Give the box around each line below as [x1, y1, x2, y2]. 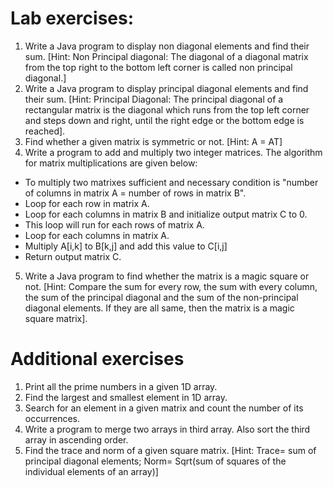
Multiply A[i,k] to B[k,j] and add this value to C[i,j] [24, 240, 228, 252]
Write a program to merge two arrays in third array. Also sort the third [24, 423, 311, 435]
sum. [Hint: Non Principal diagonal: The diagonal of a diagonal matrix [24, 50, 309, 62]
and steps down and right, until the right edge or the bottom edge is [24, 114, 305, 126]
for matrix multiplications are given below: [24, 157, 198, 169]
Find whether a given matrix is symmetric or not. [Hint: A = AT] [24, 135, 283, 147]
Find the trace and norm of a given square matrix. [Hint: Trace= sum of [24, 444, 317, 456]
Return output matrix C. [24, 250, 122, 262]
